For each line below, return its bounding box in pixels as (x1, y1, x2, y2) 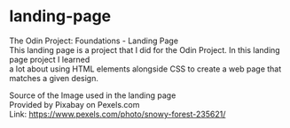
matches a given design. (9, 72, 99, 83)
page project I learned (9, 54, 90, 64)
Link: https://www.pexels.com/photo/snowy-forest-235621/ (9, 109, 226, 119)
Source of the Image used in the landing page (9, 90, 176, 101)
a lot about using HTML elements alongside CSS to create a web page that (9, 64, 282, 74)
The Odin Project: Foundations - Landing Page (9, 35, 179, 46)
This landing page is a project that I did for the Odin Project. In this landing (9, 44, 281, 55)
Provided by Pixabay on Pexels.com (9, 99, 140, 109)
